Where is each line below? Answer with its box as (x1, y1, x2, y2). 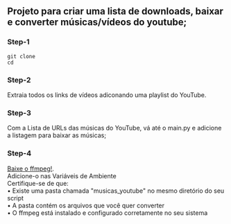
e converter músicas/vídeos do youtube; (7, 17, 187, 28)
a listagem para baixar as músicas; (7, 131, 106, 139)
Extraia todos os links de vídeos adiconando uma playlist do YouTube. (7, 90, 207, 99)
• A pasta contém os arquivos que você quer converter (7, 201, 165, 209)
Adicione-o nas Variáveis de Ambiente (7, 171, 117, 180)
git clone (7, 53, 36, 60)
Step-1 (7, 37, 30, 47)
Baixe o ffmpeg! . (7, 164, 54, 173)
